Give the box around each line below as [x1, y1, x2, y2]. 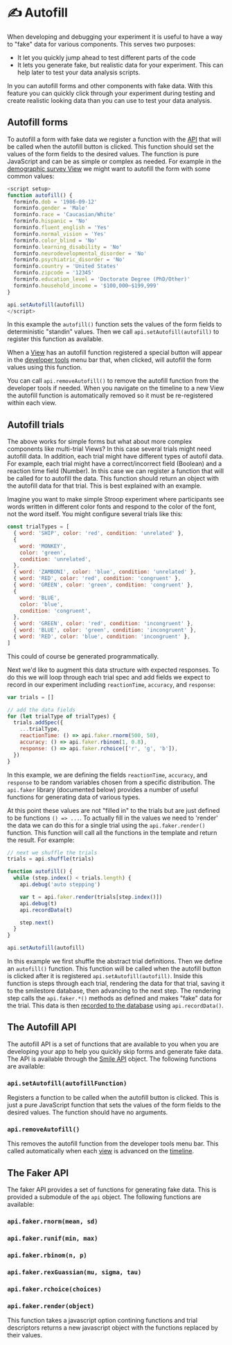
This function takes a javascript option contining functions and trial [7, 1317, 198, 1325]
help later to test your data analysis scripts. [17, 68, 141, 76]
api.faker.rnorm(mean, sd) [7, 1218, 98, 1226]
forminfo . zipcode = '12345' [13, 270, 95, 277]
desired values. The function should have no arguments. [7, 1108, 168, 1116]
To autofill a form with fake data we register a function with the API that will [7, 135, 222, 143]
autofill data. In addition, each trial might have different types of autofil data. [7, 452, 224, 461]
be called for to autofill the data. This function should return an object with [7, 475, 220, 483]
